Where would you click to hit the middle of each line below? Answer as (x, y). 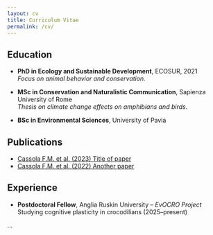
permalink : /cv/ (31, 26)
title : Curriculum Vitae (43, 20)
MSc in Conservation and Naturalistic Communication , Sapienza (111, 92)
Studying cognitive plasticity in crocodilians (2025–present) (102, 211)
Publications (35, 142)
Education (30, 54)
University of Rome (45, 99)
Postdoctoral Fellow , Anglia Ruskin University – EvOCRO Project (110, 204)
